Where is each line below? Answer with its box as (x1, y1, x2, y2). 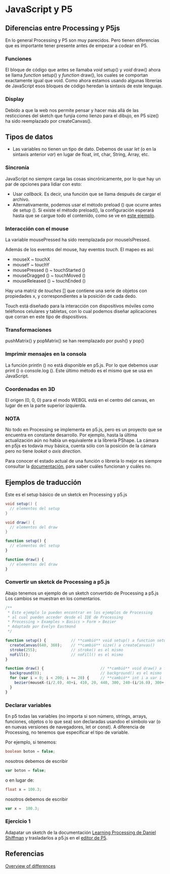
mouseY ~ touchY (12, 262, 50, 267)
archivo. (12, 196, 30, 202)
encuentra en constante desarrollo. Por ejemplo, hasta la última (5, 432, 138, 438)
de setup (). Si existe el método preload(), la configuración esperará (12, 207, 154, 213)
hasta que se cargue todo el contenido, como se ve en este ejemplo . (12, 212, 156, 219)
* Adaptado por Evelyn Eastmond (7, 624, 76, 630)
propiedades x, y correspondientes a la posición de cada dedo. (5, 293, 137, 299)
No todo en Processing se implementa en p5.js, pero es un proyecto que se (5, 427, 162, 433)
